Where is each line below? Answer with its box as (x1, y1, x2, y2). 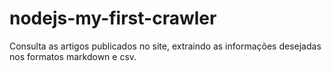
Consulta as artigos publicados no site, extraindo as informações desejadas (9, 40, 322, 52)
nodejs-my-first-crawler (9, 7, 217, 30)
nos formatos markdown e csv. (9, 50, 137, 62)
